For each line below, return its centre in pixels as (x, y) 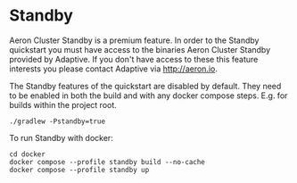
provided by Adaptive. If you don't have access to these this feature (134, 59)
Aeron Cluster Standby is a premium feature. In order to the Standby (134, 40)
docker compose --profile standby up (79, 170)
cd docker (28, 154)
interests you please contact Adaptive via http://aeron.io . (114, 69)
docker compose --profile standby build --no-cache (107, 162)
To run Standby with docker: (61, 137)
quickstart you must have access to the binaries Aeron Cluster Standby (140, 49)
